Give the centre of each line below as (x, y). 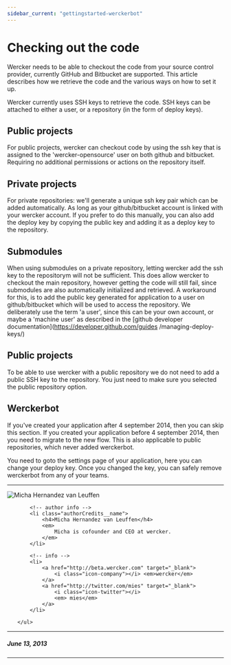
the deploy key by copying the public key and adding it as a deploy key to (111, 223)
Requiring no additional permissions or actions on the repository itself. (106, 162)
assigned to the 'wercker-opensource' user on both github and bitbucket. (111, 155)
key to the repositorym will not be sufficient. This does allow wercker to (108, 275)
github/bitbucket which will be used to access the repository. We (99, 305)
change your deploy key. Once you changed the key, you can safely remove (114, 468)
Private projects (42, 184)
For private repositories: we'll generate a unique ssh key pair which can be (113, 201)
